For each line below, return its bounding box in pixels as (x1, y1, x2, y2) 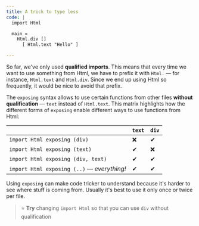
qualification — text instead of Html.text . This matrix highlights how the (6, 100, 185, 107)
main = (11, 30, 28, 36)
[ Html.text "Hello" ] (21, 42, 79, 48)
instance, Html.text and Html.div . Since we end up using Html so (6, 76, 167, 83)
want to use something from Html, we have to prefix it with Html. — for (6, 70, 180, 76)
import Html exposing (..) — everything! (9, 165, 126, 173)
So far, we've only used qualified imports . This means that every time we (6, 63, 186, 70)
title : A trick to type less (6, 8, 79, 15)
